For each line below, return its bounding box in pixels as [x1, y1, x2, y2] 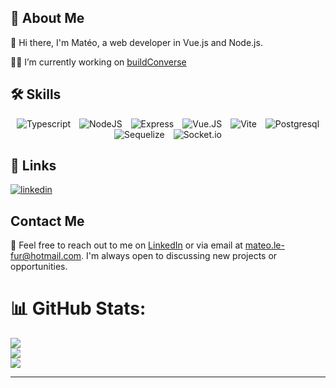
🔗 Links [10, 157, 57, 175]
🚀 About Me [10, 10, 85, 27]
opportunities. [10, 261, 68, 273]
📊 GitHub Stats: [10, 297, 147, 320]
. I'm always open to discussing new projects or [81, 250, 278, 262]
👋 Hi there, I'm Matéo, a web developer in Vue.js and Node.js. [10, 36, 263, 48]
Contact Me [10, 212, 85, 230]
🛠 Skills [10, 86, 62, 103]
